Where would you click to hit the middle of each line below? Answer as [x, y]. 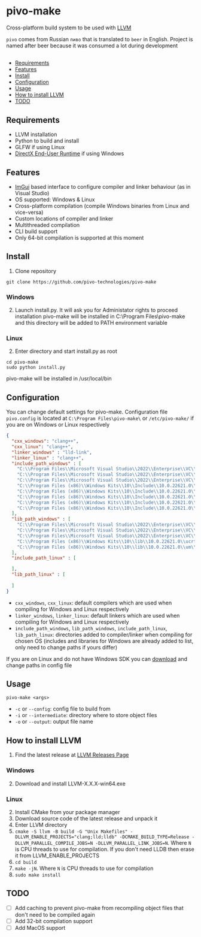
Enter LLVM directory [41, 824]
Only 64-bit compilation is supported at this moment [79, 237]
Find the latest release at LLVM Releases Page [72, 755]
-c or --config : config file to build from [63, 709]
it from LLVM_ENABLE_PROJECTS [57, 856]
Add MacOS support [40, 927]
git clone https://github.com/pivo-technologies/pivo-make [81, 282]
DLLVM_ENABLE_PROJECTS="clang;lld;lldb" [66, 837]
